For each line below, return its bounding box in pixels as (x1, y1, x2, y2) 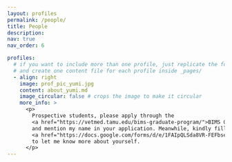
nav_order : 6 (7, 42, 45, 49)
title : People (7, 23, 48, 30)
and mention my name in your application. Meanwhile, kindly (32, 125, 212, 132)
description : (7, 29, 45, 37)
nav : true (7, 36, 36, 43)
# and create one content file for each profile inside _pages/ (13, 67, 202, 74)
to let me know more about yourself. (32, 138, 140, 145)
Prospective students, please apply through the (32, 112, 175, 119)
